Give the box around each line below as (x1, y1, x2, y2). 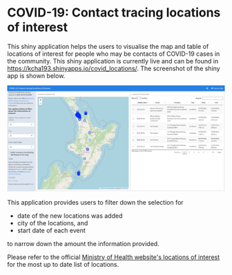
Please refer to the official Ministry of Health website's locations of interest (7, 253, 220, 261)
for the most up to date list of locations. (7, 260, 119, 268)
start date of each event (17, 226, 86, 234)
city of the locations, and (17, 218, 88, 227)
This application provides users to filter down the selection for (7, 198, 184, 206)
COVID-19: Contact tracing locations (7, 5, 221, 21)
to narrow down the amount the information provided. (7, 239, 160, 247)
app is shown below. (7, 71, 66, 80)
